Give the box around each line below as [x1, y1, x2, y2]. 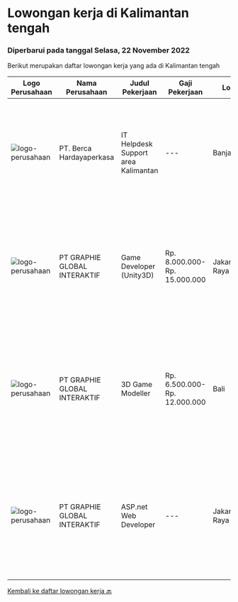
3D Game [120, 380, 153, 390]
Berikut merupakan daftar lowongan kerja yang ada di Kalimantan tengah [7, 62, 220, 70]
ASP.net [120, 502, 148, 512]
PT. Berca [59, 143, 92, 153]
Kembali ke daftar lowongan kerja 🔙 [7, 587, 112, 596]
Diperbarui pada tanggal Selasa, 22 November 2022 [7, 45, 190, 55]
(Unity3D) [120, 270, 154, 280]
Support [120, 148, 149, 158]
